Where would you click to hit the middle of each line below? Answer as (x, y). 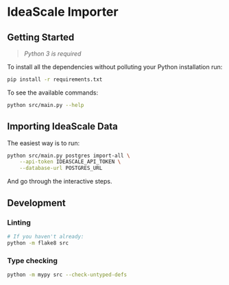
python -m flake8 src (38, 243)
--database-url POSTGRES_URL (61, 169)
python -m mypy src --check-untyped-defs (67, 275)
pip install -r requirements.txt (55, 79)
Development (37, 203)
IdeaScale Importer (63, 12)
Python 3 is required (52, 53)
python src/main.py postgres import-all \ (69, 156)
